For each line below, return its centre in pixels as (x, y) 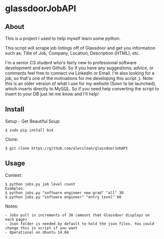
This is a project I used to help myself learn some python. (63, 38)
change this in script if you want (41, 228)
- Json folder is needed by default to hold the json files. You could (80, 224)
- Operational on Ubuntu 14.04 (37, 232)
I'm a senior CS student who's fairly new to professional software (71, 63)
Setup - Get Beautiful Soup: (33, 121)
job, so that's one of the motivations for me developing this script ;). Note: (80, 78)
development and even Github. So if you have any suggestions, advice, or (80, 68)
